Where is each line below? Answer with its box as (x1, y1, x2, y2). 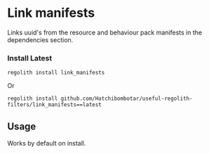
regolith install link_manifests (7, 69, 105, 77)
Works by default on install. (7, 139, 86, 148)
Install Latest (7, 53, 53, 63)
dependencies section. (7, 35, 74, 44)
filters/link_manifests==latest (7, 101, 102, 108)
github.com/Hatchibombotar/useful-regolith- (60, 95, 193, 103)
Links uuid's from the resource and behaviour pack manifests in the (7, 28, 202, 37)
